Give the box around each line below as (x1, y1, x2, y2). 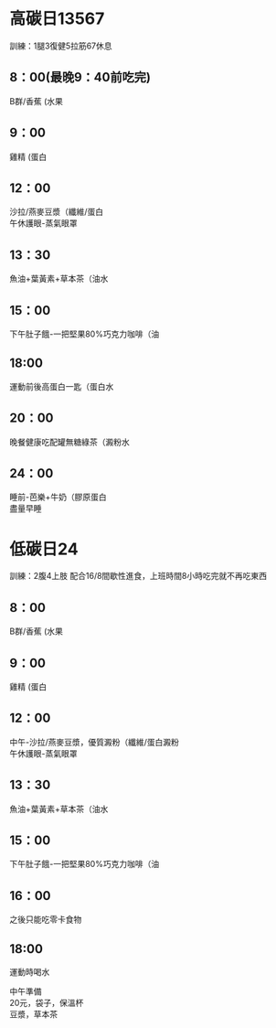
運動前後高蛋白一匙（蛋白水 (9, 380, 114, 391)
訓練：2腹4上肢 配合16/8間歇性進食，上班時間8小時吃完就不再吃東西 (9, 571, 268, 582)
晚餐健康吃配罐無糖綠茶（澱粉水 (9, 436, 130, 447)
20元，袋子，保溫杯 (9, 998, 84, 1009)
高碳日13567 (9, 8, 105, 29)
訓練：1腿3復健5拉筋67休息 (9, 40, 112, 51)
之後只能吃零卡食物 (9, 914, 82, 925)
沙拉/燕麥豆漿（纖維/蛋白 (9, 207, 104, 218)
